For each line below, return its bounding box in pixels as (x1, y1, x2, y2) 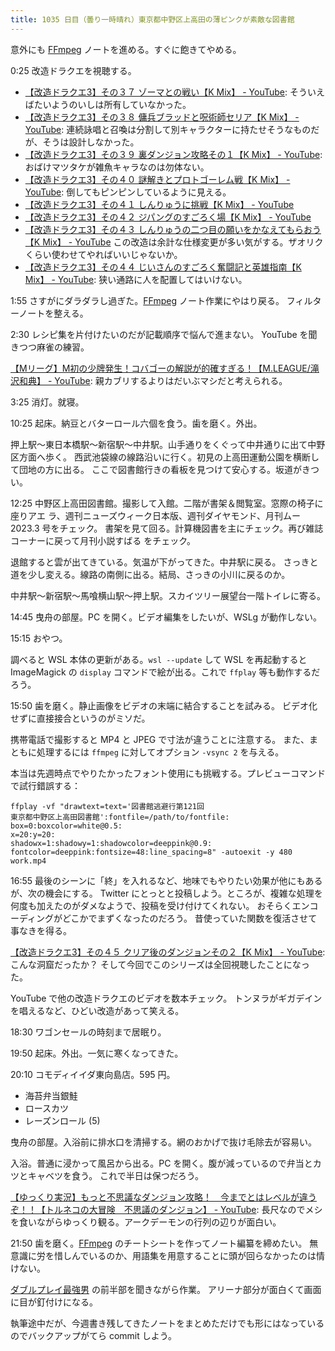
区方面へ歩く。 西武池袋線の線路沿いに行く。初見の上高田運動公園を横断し (10, 451, 320, 463)
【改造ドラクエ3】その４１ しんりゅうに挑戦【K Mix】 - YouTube (24, 198, 295, 210)
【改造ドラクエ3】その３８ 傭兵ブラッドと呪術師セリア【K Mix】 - (24, 111, 300, 123)
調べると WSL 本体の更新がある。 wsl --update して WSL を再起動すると (10, 653, 308, 665)
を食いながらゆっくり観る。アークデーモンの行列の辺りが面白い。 (10, 1216, 282, 1228)
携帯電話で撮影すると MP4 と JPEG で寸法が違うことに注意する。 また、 (10, 733, 310, 745)
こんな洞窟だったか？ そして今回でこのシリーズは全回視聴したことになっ (10, 958, 310, 970)
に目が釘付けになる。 (10, 1296, 98, 1308)
